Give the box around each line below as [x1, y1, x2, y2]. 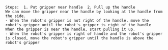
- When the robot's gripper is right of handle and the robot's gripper [5, 31, 163, 36]
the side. [5, 14, 26, 19]
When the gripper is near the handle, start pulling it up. [5, 27, 136, 32]
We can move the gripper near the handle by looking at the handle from [5, 9, 163, 14]
